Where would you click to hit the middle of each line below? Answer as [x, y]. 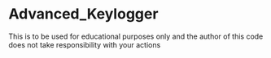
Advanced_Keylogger [83, 14]
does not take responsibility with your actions [85, 44]
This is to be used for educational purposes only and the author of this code [136, 36]
